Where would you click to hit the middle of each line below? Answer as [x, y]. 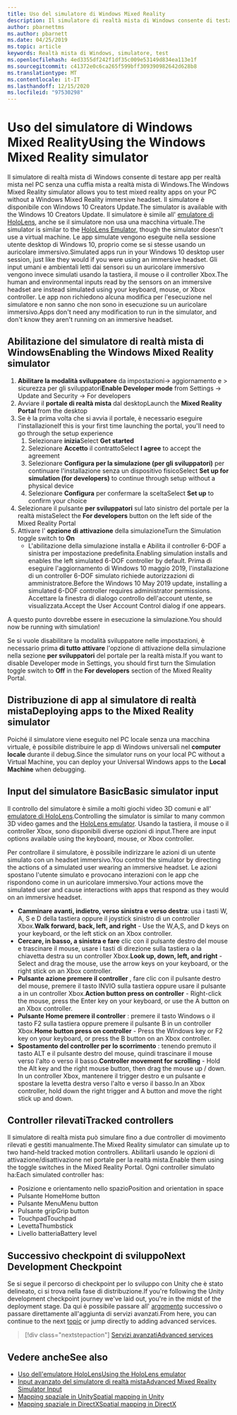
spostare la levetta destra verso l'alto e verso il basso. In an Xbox [111, 1083]
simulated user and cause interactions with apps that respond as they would [118, 889]
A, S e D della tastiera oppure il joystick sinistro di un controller [108, 918]
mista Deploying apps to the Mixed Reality [101, 711]
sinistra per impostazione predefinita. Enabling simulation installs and [128, 553]
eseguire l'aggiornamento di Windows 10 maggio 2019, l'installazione [128, 568]
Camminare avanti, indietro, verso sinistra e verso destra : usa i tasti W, [122, 910]
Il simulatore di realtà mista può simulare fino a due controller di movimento [116, 1138]
